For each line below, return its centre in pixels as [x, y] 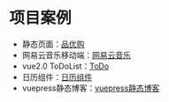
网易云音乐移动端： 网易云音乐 [76, 55]
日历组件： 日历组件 [57, 76]
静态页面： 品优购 [53, 44]
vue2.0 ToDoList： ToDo [65, 66]
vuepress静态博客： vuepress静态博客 [91, 88]
